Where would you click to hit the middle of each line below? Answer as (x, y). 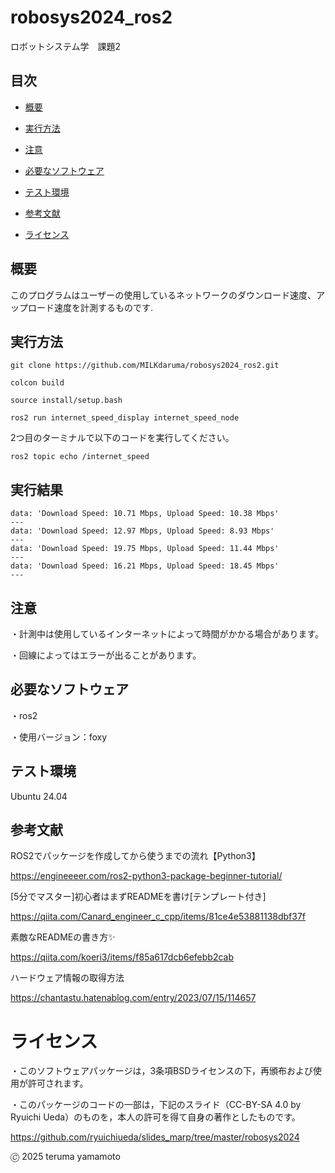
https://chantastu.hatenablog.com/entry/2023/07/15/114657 (133, 998)
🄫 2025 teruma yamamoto (65, 1157)
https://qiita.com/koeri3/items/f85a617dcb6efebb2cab (122, 957)
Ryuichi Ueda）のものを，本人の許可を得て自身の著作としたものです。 (155, 1117)
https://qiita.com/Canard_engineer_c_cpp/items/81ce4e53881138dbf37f (158, 917)
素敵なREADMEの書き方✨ (63, 937)
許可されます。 (58, 1083)
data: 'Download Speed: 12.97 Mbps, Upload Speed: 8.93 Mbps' (142, 531)
